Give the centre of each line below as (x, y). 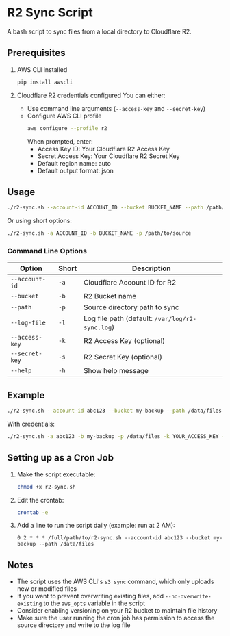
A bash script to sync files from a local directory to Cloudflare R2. (99, 31)
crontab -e (33, 512)
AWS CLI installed (42, 69)
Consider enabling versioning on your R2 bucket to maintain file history (117, 611)
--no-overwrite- (188, 597)
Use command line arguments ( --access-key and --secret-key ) (116, 108)
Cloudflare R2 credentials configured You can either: (91, 95)
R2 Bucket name (110, 296)
